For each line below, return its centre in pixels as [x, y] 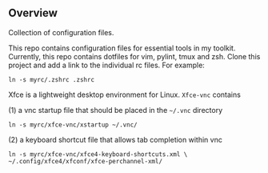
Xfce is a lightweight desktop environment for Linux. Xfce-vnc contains [125, 95]
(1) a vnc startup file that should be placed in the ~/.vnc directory [115, 110]
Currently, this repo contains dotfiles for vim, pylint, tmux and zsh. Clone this [134, 56]
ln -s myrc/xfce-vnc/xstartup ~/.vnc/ [73, 125]
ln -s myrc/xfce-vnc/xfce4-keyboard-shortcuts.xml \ [98, 154]
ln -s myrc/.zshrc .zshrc [51, 79]
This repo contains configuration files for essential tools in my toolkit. [122, 48]
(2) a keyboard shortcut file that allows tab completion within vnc [115, 139]
